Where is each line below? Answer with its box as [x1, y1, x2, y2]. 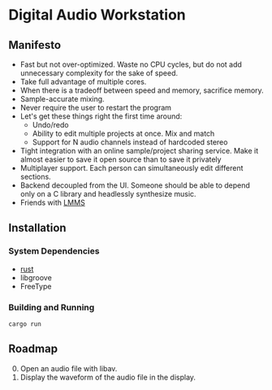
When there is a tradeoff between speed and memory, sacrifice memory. [19, 85, 264, 95]
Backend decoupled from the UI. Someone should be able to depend [19, 180, 250, 190]
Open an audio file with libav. [19, 363, 118, 373]
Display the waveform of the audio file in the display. [19, 372, 196, 382]
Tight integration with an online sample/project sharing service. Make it [19, 146, 258, 155]
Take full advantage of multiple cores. [19, 77, 147, 86]
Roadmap [8, 342, 58, 356]
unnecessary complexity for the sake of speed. [19, 68, 179, 78]
